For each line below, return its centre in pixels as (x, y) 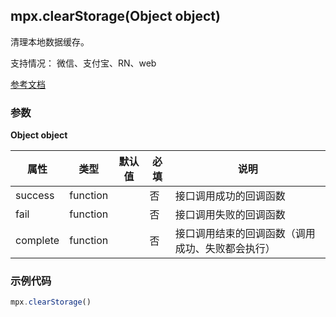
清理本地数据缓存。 (50, 41)
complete (37, 241)
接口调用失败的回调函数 (230, 215)
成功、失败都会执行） (225, 249)
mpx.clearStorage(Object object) (115, 16)
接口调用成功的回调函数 (230, 196)
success (35, 196)
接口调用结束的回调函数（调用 (245, 234)
